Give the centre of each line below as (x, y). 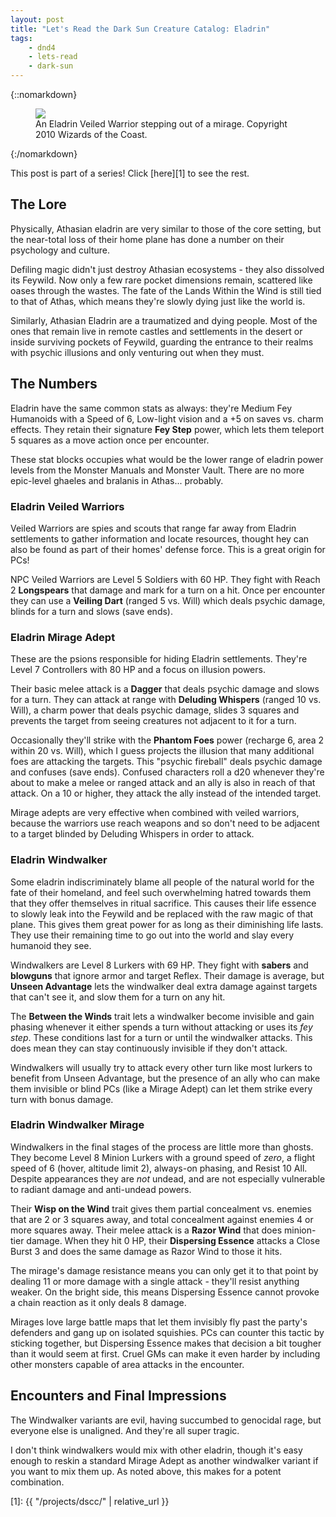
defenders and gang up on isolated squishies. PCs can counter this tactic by (167, 1332)
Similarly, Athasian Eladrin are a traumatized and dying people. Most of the (164, 320)
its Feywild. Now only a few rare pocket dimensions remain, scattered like (161, 280)
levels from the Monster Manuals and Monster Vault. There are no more (157, 470)
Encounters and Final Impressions (118, 1396)
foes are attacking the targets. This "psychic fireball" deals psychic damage (166, 762)
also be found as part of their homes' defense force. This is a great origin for (168, 549)
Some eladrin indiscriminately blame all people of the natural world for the (162, 882)
